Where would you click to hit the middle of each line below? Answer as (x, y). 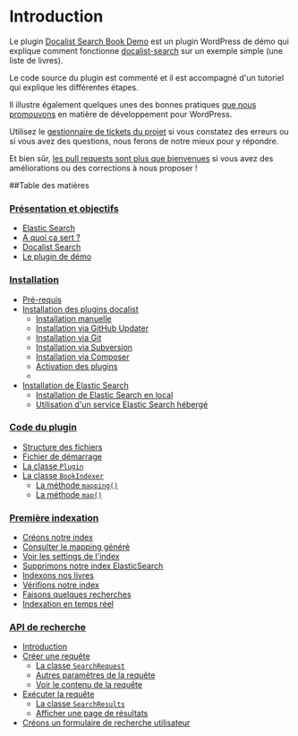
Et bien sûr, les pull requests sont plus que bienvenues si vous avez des (141, 158)
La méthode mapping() (77, 485)
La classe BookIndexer (63, 475)
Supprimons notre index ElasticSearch (93, 566)
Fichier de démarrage (62, 456)
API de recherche (48, 628)
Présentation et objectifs (64, 208)
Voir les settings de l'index (71, 557)
